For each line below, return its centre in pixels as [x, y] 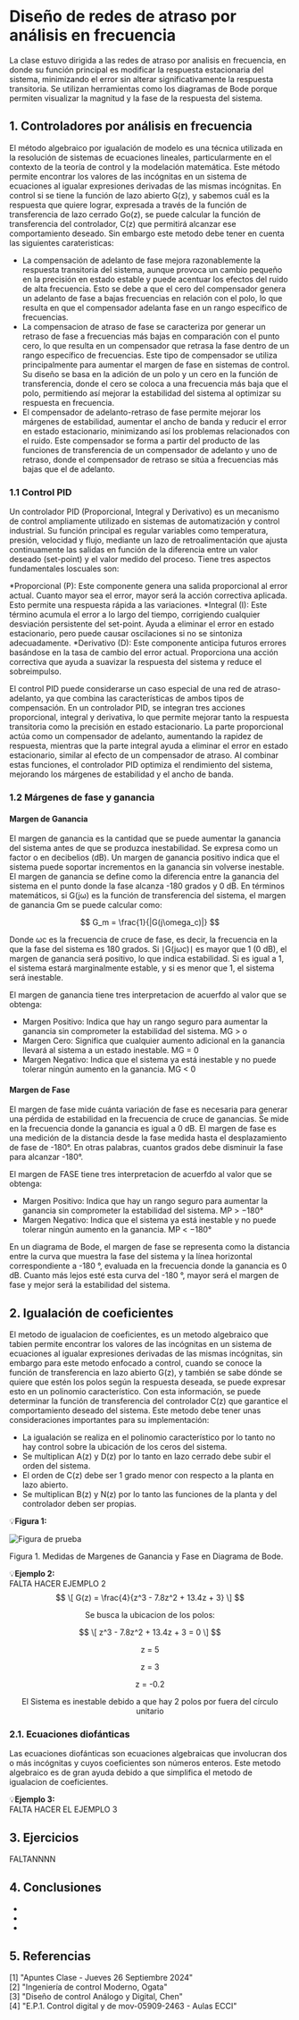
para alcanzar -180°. [46, 1157]
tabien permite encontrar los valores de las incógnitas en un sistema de [141, 1344]
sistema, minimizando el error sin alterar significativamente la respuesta [141, 79]
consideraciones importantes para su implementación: [109, 1420]
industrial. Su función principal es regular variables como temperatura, [139, 531]
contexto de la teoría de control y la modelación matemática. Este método [145, 166]
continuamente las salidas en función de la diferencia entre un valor [134, 550]
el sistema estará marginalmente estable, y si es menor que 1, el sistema [142, 968]
